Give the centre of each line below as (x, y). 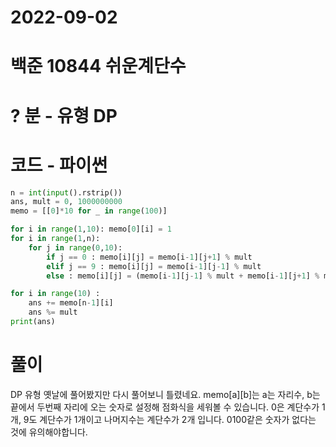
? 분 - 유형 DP (64, 115)
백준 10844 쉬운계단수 (98, 66)
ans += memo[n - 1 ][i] (71, 303)
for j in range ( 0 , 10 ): (75, 247)
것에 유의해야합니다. (49, 432)
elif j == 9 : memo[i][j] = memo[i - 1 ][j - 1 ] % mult (154, 266)
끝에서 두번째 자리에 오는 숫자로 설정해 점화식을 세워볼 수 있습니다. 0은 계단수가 (165, 407)
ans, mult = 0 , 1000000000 (66, 202)
